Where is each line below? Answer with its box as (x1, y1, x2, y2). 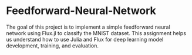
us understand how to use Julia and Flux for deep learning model (6, 36, 164, 43)
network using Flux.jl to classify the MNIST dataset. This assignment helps (6, 29, 187, 36)
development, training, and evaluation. (6, 42, 99, 49)
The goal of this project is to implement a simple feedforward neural (6, 23, 170, 30)
